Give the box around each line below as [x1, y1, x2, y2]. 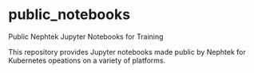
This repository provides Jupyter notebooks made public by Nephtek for [8, 47, 246, 56]
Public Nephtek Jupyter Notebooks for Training [8, 32, 164, 41]
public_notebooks [8, 6, 130, 24]
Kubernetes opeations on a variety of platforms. [8, 56, 166, 65]
